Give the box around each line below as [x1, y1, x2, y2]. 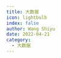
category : [6, 37, 31, 43]
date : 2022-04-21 [6, 31, 50, 37]
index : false [6, 20, 39, 26]
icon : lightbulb [6, 14, 47, 21]
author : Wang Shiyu [6, 25, 56, 32]
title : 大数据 [6, 8, 39, 15]
